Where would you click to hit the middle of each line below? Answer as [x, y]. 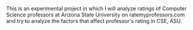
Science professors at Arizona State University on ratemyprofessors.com [96, 15]
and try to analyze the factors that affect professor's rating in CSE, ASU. [94, 21]
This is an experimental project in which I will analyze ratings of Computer [96, 9]
